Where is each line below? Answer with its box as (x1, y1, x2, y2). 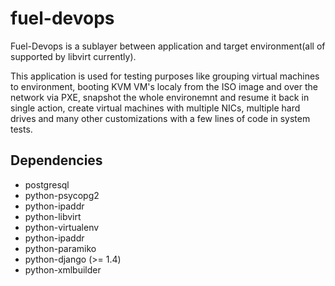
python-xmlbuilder (24, 263, 102, 276)
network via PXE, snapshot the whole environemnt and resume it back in (10, 91, 310, 103)
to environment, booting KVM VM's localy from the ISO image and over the (10, 80, 318, 92)
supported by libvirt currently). (10, 50, 137, 62)
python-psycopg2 (24, 189, 100, 201)
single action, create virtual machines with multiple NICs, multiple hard (10, 102, 301, 114)
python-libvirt (24, 210, 82, 222)
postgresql (24, 178, 70, 191)
